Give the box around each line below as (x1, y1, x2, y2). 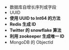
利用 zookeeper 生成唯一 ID (9, 33, 65, 39)
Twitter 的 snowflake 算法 (9, 27, 62, 33)
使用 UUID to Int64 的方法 (9, 15, 61, 21)
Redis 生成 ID (9, 21, 36, 27)
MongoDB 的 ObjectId (9, 39, 53, 45)
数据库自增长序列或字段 (9, 4, 56, 10)
